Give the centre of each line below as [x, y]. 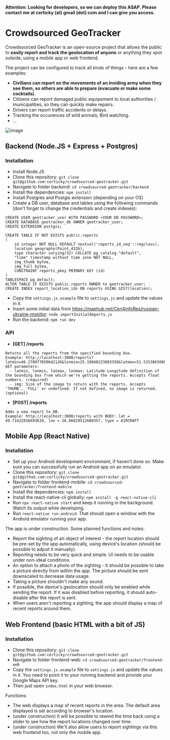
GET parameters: [22, 366]
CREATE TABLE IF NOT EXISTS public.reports [52, 236]
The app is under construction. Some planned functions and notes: [75, 529]
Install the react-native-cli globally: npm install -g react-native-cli [84, 497]
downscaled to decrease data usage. [51, 576]
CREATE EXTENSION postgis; [34, 227]
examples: [16, 73]
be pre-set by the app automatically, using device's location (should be [87, 544]
